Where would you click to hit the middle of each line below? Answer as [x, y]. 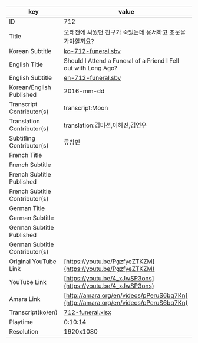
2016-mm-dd [84, 91]
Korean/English [30, 87]
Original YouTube [33, 261]
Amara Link [25, 299]
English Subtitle [30, 78]
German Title [27, 208]
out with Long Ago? [91, 68]
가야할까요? [79, 41]
